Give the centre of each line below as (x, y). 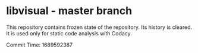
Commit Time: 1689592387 (40, 45)
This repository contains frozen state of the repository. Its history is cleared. (99, 27)
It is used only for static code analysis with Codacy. (69, 33)
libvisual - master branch (69, 11)
